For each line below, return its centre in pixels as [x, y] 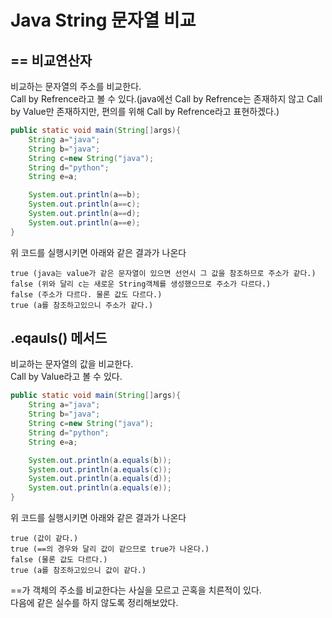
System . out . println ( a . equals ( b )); [100, 460]
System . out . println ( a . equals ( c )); [100, 469]
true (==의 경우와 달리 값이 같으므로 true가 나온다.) [110, 549]
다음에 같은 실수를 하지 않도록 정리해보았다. [94, 603]
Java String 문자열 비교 [103, 20]
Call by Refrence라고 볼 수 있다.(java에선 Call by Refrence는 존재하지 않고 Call [166, 99]
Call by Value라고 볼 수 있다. [66, 377]
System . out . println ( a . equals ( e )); [100, 488]
